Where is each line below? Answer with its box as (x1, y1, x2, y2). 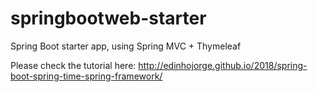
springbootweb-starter (10, 7, 207, 30)
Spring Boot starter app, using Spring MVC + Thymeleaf (10, 40, 242, 52)
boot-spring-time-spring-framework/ (10, 70, 163, 82)
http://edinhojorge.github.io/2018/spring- (138, 59, 308, 71)
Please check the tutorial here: (10, 59, 137, 71)
